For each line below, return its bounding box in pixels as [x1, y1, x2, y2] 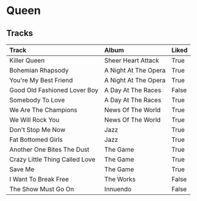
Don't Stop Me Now [9, 125, 66, 134]
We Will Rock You [9, 116, 60, 124]
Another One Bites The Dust [9, 146, 90, 153]
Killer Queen [9, 56, 45, 65]
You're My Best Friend [9, 76, 73, 84]
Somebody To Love [9, 96, 65, 104]
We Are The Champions [9, 106, 77, 114]
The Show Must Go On [9, 185, 74, 193]
